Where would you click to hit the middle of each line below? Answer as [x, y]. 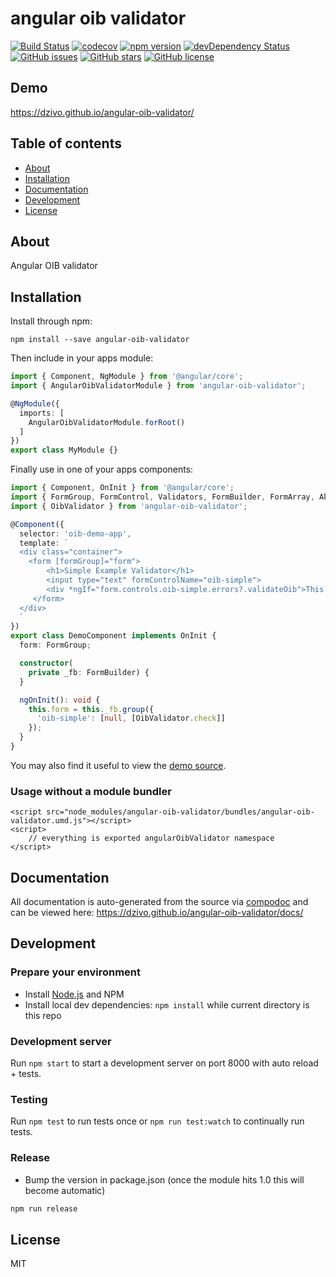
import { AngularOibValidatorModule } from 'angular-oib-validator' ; [158, 386]
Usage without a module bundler [91, 791]
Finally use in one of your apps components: [102, 469]
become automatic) [65, 1190]
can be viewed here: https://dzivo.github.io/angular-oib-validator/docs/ [157, 913]
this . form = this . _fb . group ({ [91, 709]
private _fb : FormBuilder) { [89, 672]
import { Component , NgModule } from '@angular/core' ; [127, 377]
